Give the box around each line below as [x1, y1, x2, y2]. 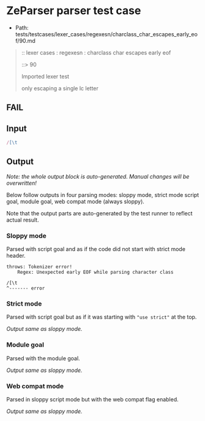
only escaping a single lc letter [21, 84, 99, 92]
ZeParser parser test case [6, 4, 141, 18]
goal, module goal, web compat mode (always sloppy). [6, 198, 145, 205]
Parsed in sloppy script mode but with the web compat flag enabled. [6, 396, 179, 403]
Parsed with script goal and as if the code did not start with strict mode [6, 245, 185, 253]
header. [6, 252, 26, 260]
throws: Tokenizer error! [6, 264, 72, 270]
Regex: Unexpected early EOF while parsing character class [17, 269, 174, 276]
